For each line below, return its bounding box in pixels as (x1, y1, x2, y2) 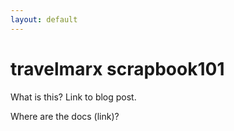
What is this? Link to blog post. (10, 91, 137, 103)
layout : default (10, 14, 78, 25)
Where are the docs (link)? (10, 110, 120, 122)
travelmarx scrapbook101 (10, 57, 225, 80)
